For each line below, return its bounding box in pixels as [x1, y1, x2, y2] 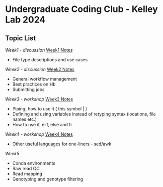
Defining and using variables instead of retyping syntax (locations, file [12, 111, 156, 117]
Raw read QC [12, 166, 40, 171]
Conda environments [12, 160, 56, 166]
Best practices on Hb [12, 81, 56, 87]
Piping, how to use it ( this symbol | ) [12, 106, 87, 111]
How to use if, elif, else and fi [12, 122, 72, 127]
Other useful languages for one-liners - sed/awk [12, 141, 112, 147]
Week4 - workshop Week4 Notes [5, 131, 73, 137]
